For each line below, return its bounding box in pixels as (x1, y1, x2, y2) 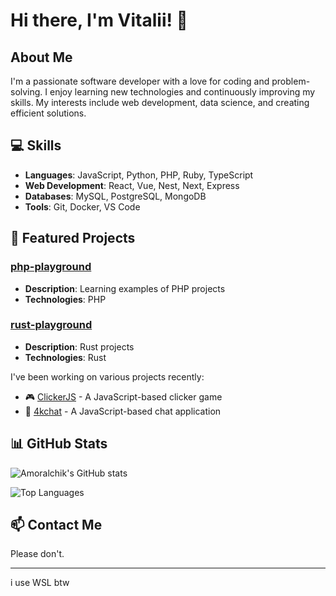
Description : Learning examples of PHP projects (24, 282, 226, 294)
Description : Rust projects (24, 340, 135, 353)
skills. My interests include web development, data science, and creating (10, 97, 310, 108)
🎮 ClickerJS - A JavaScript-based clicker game (24, 390, 223, 403)
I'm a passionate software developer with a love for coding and (10, 75, 270, 87)
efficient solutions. (10, 107, 87, 119)
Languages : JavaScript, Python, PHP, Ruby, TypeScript (24, 169, 254, 181)
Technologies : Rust (24, 351, 107, 363)
